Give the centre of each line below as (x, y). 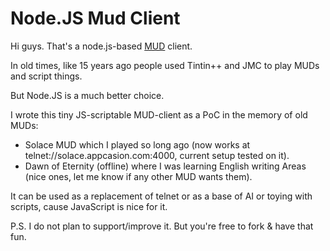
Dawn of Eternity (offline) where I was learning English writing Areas (165, 166)
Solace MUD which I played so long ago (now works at (137, 144)
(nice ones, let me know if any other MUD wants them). (138, 176)
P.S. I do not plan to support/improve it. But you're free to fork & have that (162, 226)
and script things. (46, 76)
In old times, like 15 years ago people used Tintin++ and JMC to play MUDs (165, 65)
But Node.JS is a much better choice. (87, 95)
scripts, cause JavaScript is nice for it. (89, 206)
